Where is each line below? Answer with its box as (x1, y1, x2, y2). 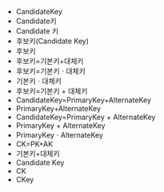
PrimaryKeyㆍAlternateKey (15, 130, 104, 139)
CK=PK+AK (15, 139, 54, 149)
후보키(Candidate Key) (15, 36, 90, 46)
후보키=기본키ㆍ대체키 (15, 66, 86, 75)
